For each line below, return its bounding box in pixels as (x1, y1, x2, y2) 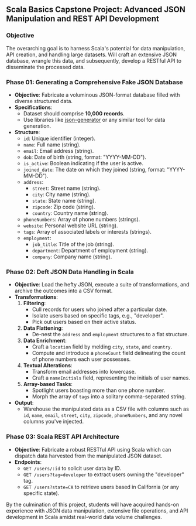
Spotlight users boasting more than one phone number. (32, 387, 166, 394)
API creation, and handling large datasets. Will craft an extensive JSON (6, 51, 177, 58)
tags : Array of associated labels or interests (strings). (23, 228, 152, 235)
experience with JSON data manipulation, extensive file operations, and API (6, 507, 188, 514)
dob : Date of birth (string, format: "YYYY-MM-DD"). (23, 153, 146, 160)
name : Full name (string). (23, 141, 81, 148)
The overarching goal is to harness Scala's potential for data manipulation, (6, 45, 185, 52)
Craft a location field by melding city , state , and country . (32, 343, 173, 350)
